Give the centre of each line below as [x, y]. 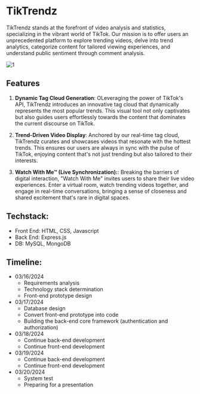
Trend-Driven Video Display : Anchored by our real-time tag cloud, [97, 135]
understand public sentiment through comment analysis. [76, 53]
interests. [26, 160]
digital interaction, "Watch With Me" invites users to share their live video [104, 178]
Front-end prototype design [58, 296]
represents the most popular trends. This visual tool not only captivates [102, 110]
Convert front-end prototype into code [71, 315]
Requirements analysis [51, 283]
